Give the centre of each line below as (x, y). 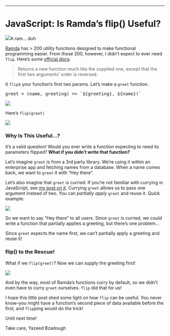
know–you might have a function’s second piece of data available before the (84, 303)
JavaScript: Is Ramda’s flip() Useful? (83, 24)
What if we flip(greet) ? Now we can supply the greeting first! (70, 263)
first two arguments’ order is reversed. (57, 74)
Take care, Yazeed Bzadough (36, 328)
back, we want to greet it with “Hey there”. (49, 173)
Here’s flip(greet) (25, 113)
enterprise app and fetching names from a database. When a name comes (83, 167)
